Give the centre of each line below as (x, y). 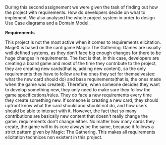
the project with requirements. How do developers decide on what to (75, 12)
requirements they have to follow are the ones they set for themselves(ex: (80, 74)
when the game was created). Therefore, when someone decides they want (83, 84)
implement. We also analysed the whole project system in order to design (80, 18)
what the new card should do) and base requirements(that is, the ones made (83, 79)
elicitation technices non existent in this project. (54, 137)
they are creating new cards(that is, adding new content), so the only (76, 69)
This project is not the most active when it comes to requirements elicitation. (83, 42)
